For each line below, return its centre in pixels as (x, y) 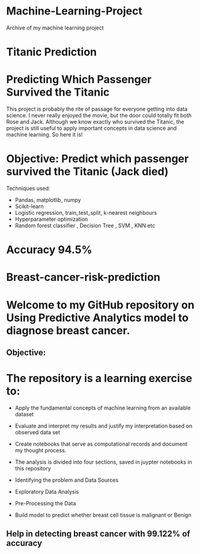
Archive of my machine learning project (55, 28)
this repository (33, 468)
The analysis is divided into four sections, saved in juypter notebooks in (103, 462)
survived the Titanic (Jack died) (87, 172)
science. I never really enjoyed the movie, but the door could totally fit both (99, 115)
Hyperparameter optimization (51, 219)
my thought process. (41, 450)
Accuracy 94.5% (49, 250)
